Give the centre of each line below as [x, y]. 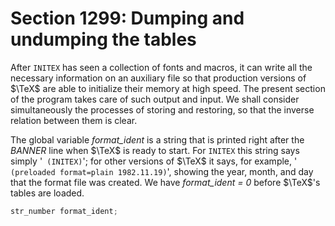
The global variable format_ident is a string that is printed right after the [157, 139]
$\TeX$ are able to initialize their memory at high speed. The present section [168, 88]
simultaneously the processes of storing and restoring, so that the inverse [162, 109]
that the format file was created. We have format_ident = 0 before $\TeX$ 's [165, 182]
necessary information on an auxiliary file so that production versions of [158, 78]
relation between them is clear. [74, 120]
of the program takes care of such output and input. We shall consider [155, 99]
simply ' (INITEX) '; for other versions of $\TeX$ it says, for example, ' [154, 161]
